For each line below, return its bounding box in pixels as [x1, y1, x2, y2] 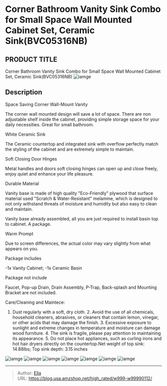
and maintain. [5, 206, 33, 212]
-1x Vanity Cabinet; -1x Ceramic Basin [5, 265, 82, 271]
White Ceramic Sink [5, 131, 46, 137]
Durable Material [5, 181, 39, 187]
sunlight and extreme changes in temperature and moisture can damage [12, 325, 161, 331]
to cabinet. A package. [5, 221, 52, 227]
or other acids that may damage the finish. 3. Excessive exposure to [12, 319, 152, 325]
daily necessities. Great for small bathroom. [5, 121, 94, 128]
